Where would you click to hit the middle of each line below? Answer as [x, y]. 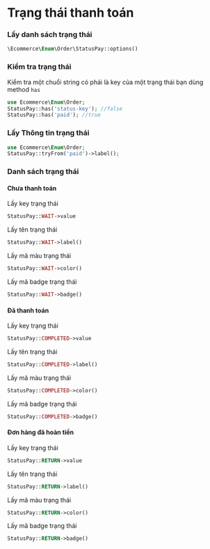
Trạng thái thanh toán [71, 13]
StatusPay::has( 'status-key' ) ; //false [65, 109]
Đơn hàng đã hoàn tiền [41, 432]
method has [24, 89]
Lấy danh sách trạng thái [50, 35]
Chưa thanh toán [32, 188]
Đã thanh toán [28, 310]
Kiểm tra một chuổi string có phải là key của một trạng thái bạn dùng [105, 82]
